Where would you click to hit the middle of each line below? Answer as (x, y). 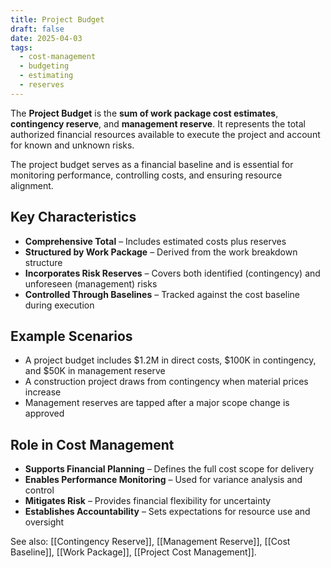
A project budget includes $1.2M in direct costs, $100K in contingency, (170, 360)
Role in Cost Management (92, 444)
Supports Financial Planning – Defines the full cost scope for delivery (169, 469)
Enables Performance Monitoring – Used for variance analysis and (163, 480)
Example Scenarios (71, 336)
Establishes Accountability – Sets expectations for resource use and (167, 512)
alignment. (32, 185)
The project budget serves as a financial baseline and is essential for (152, 164)
